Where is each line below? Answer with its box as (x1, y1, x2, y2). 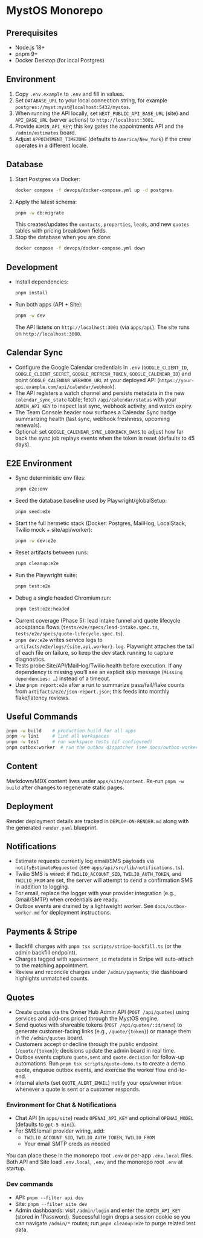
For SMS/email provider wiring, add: (14, 1127, 105, 1134)
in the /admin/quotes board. (14, 1034, 83, 1042)
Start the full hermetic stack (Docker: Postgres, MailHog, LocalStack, (14, 520, 187, 527)
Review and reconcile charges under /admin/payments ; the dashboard (14, 968, 188, 976)
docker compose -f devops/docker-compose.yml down (14, 245, 146, 251)
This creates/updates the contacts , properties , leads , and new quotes (14, 220, 190, 228)
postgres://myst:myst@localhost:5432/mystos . (14, 103, 131, 110)
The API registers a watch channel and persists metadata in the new (14, 389, 185, 397)
